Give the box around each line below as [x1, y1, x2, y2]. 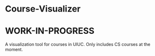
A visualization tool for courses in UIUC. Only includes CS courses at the [5, 42, 151, 47]
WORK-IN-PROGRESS [5, 26, 95, 37]
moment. [5, 47, 23, 53]
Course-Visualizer [5, 3, 81, 14]
